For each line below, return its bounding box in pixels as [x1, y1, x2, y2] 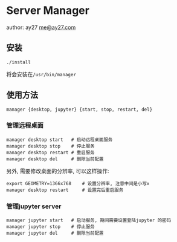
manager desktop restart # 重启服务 [6, 149, 95, 155]
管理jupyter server [6, 202, 62, 211]
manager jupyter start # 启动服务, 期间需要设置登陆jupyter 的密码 [6, 217, 172, 224]
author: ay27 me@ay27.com [6, 24, 76, 31]
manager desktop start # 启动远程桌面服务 [6, 137, 113, 143]
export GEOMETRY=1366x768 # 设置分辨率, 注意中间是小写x [6, 180, 150, 186]
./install [6, 59, 31, 65]
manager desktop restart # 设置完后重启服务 [6, 187, 124, 193]
